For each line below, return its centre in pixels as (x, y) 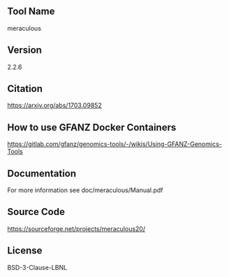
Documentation (42, 173)
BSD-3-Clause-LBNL (37, 267)
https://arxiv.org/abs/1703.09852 (55, 105)
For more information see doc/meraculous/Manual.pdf (85, 190)
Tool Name (31, 11)
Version (24, 50)
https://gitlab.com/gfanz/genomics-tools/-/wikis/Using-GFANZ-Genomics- (114, 144)
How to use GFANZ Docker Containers (92, 127)
